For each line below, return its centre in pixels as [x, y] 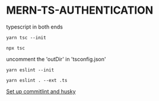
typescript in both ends [35, 27]
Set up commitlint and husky [41, 91]
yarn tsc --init [26, 37]
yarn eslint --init [30, 70]
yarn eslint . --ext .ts [37, 80]
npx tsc [16, 48]
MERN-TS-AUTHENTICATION [79, 10]
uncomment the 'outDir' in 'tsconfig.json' [56, 59]
